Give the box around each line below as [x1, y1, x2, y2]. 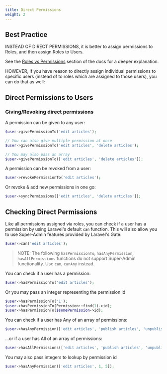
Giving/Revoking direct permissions [5, 108, 94, 115]
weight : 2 [5, 12, 26, 17]
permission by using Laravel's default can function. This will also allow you [5, 226, 158, 232]
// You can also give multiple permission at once [5, 138, 112, 143]
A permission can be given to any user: [5, 120, 85, 125]
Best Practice [5, 30, 48, 39]
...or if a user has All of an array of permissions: [5, 336, 103, 342]
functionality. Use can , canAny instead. [17, 260, 95, 267]
